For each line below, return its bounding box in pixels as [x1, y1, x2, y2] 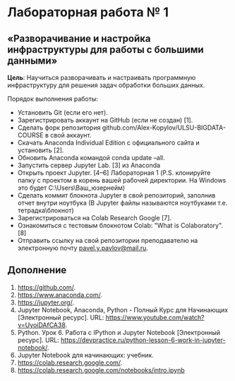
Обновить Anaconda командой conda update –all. [17, 154, 166, 161]
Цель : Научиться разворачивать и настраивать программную [7, 74, 196, 81]
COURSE [17, 131, 44, 139]
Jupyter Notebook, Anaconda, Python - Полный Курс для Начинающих [17, 305, 228, 314]
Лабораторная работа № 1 [7, 4, 169, 21]
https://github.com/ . [17, 283, 76, 291]
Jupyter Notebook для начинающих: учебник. [17, 351, 154, 359]
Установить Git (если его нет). [17, 108, 108, 117]
